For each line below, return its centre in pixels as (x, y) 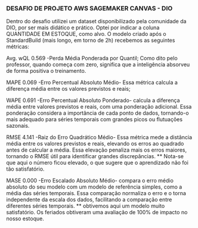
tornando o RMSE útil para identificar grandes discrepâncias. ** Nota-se (95, 156)
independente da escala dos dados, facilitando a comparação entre (89, 200)
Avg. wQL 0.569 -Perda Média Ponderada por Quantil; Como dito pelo (92, 58)
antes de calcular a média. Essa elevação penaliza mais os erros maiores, (96, 150)
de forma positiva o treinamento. (46, 71)
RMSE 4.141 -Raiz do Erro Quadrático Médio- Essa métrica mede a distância (99, 137)
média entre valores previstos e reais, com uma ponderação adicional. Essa (99, 107)
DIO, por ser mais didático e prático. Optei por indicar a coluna (83, 27)
